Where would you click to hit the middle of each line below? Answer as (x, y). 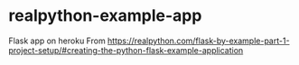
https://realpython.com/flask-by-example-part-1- (198, 41)
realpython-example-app (105, 16)
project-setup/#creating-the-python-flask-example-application (126, 50)
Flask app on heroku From (57, 41)
